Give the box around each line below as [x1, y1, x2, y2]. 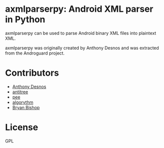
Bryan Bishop [12, 104, 40, 110]
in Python [5, 14, 45, 25]
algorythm [12, 99, 34, 105]
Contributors [5, 67, 59, 79]
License [5, 122, 39, 133]
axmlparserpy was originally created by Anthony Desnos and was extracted [5, 45, 159, 51]
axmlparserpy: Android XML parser [5, 3, 154, 15]
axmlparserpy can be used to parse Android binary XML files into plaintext [5, 30, 157, 36]
